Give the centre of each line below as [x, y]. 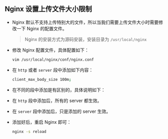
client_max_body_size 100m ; [41, 79]
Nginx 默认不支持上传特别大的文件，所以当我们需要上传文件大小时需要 [85, 22]
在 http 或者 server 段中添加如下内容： [53, 70]
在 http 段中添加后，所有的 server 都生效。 [57, 101]
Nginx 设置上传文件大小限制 [48, 9]
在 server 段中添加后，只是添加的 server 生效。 [61, 111]
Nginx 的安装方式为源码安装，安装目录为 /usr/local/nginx [86, 39]
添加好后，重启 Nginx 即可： [42, 122]
